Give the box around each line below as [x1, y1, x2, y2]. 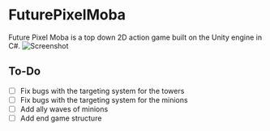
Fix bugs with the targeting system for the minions [19, 95, 188, 104]
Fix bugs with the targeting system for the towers [19, 86, 185, 95]
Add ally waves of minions [19, 104, 109, 114]
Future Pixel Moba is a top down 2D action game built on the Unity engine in [8, 32, 262, 42]
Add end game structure [19, 113, 102, 123]
